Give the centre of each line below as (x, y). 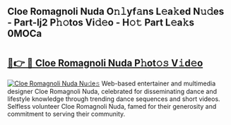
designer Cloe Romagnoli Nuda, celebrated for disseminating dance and (112, 91)
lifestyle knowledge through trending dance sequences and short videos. (114, 99)
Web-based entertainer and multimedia (159, 83)
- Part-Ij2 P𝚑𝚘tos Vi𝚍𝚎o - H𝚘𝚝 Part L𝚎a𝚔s (101, 23)
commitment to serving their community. (66, 114)
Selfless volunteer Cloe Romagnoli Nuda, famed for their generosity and (112, 106)
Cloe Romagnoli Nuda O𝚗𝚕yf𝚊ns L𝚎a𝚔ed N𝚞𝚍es (116, 12)
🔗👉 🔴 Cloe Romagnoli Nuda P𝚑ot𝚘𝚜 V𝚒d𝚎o (105, 63)
